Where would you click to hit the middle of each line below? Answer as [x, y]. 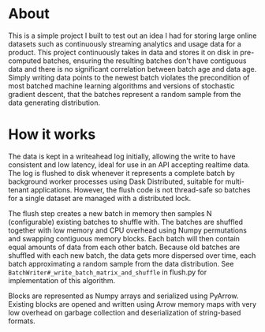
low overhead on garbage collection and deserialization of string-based [125, 312]
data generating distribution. [54, 103]
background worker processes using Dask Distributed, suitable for [116, 181]
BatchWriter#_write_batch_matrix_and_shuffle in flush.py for [108, 272]
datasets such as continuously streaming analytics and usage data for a [125, 43]
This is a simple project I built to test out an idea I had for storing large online [132, 35]
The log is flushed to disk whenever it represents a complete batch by [121, 173]
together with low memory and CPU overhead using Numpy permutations [127, 230]
